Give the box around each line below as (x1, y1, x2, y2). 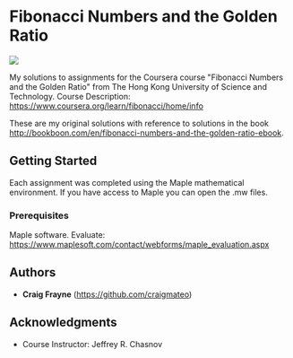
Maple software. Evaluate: (9, 230, 106, 240)
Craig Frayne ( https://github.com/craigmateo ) (22, 289, 193, 300)
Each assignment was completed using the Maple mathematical (9, 177, 245, 188)
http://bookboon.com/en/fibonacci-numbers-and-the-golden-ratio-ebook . (9, 127, 284, 138)
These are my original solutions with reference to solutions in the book (9, 118, 270, 128)
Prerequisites (9, 209, 69, 222)
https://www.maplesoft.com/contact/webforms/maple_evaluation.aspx (9, 240, 270, 250)
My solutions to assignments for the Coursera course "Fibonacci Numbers (9, 72, 284, 83)
